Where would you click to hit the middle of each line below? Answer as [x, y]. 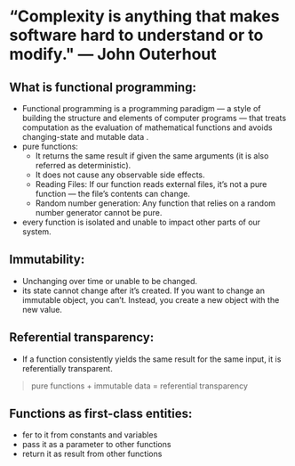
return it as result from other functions [92, 454]
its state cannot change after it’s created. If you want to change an [143, 290]
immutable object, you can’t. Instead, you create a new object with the [151, 299]
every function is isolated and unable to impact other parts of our [141, 222]
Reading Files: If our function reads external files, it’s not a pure [151, 184]
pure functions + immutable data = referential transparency [140, 386]
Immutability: [47, 260]
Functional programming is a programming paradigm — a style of [141, 108]
